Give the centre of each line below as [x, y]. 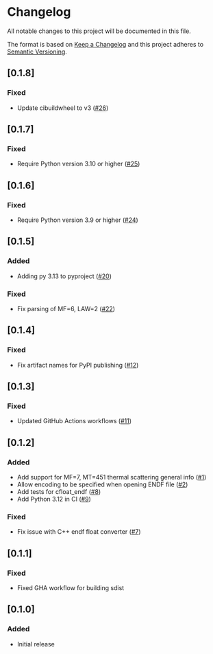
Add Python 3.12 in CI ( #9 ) [54, 499]
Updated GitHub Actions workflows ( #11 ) [74, 421]
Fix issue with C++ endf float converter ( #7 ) [79, 532]
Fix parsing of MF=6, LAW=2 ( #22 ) [66, 308]
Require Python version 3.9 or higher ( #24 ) [77, 220]
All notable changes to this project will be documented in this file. [99, 31]
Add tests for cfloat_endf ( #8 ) [59, 492]
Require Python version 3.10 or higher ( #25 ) [78, 164]
